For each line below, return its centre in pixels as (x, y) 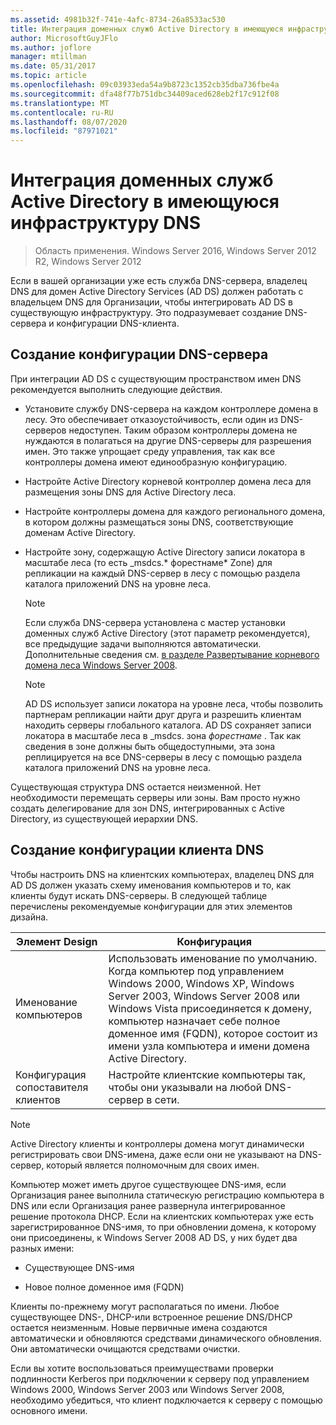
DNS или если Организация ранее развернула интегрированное (148, 1205)
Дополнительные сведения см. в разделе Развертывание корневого (172, 654)
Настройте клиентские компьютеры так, (207, 1074)
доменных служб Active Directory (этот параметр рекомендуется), (167, 633)
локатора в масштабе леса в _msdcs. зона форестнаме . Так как (163, 735)
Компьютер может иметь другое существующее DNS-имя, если (148, 1184)
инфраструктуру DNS (106, 223)
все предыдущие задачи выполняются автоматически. (143, 643)
